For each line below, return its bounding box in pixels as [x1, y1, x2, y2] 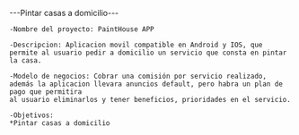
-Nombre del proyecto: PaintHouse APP [9, 25, 154, 34]
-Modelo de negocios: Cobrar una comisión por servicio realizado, [9, 72, 268, 80]
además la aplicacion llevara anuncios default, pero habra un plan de [9, 80, 283, 89]
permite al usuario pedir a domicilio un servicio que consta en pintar [9, 48, 287, 57]
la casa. [9, 56, 42, 65]
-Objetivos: [9, 111, 54, 120]
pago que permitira [9, 88, 83, 97]
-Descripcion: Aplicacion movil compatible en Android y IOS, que [9, 40, 263, 49]
